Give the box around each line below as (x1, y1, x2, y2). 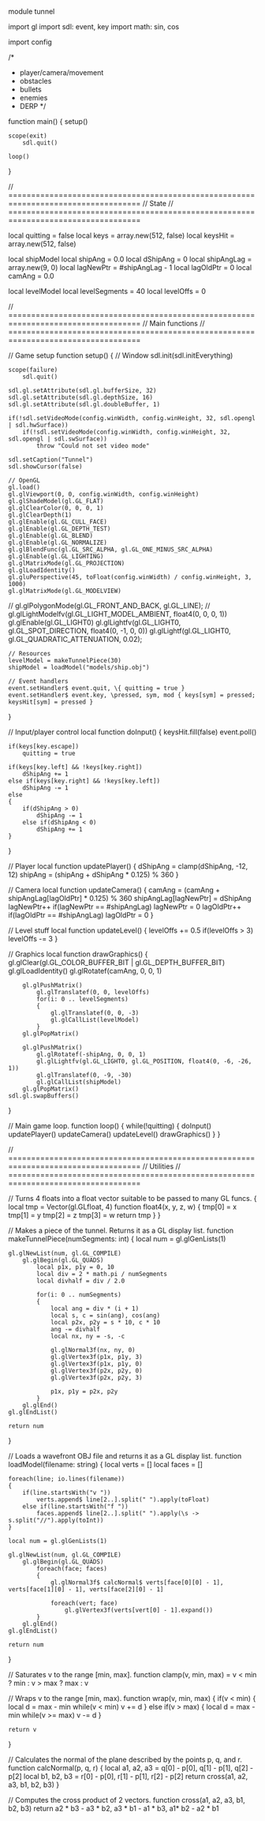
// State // (142, 199, 174, 208)
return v (8, 1725, 37, 1733)
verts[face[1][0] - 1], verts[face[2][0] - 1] (8, 1586, 164, 1594)
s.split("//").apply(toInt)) (8, 1516, 104, 1524)
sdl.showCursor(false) (8, 463, 83, 471)
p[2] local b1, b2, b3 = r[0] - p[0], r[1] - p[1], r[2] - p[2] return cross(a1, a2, (8, 1772, 248, 1781)
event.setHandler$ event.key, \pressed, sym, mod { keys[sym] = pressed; (8, 691, 256, 699)
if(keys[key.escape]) (8, 742, 80, 750)
